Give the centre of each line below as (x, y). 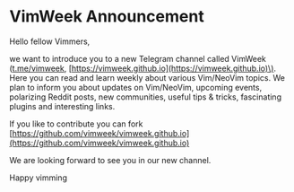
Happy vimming (38, 178)
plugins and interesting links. (62, 106)
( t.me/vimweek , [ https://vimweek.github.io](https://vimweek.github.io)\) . (143, 68)
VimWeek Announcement (107, 17)
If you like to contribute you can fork (76, 124)
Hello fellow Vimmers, (50, 41)
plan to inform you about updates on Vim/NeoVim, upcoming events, (136, 87)
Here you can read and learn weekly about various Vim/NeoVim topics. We (147, 77)
